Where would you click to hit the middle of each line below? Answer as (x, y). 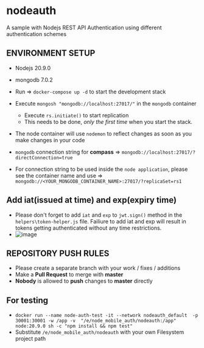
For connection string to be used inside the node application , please (101, 169)
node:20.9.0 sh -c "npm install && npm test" (74, 326)
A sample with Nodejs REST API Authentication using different (84, 27)
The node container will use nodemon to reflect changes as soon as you (103, 133)
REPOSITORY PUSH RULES (58, 253)
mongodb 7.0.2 (34, 79)
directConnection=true (44, 158)
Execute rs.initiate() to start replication (76, 115)
